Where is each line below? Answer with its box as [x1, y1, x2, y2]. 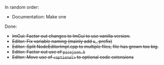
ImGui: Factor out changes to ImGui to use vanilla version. [11, 33, 131, 39]
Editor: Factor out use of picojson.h [11, 49, 86, 55]
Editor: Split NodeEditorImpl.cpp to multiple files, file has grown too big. [11, 44, 159, 49]
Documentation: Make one [11, 14, 67, 19]
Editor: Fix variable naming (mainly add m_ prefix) [11, 38, 113, 44]
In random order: [4, 4, 39, 10]
